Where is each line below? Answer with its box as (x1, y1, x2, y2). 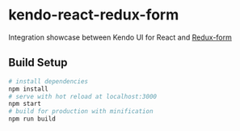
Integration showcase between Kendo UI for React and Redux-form (8, 32, 233, 42)
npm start (8, 99, 42, 108)
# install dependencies (8, 77, 89, 86)
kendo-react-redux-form (8, 6, 179, 24)
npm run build (8, 115, 57, 123)
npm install (8, 85, 48, 93)
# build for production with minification (8, 108, 154, 116)
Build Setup (8, 56, 68, 70)
